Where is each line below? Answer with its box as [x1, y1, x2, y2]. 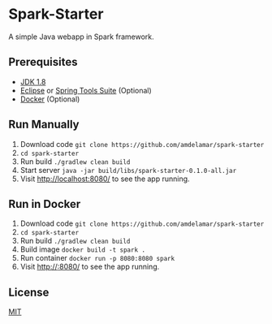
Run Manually [8, 118, 80, 132]
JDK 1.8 [19, 76, 46, 86]
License [8, 285, 50, 299]
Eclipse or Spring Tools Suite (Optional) [19, 85, 152, 95]
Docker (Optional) [19, 94, 80, 104]
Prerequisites [8, 55, 78, 69]
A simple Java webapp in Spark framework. [8, 32, 154, 41]
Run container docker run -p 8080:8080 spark [19, 253, 175, 263]
